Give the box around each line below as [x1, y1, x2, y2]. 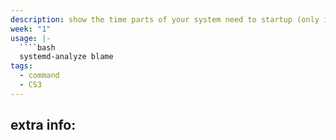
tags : [10, 61, 33, 71]
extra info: [10, 117, 77, 134]
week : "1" [10, 24, 52, 34]
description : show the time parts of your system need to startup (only [10, 14, 320, 25]
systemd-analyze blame [19, 52, 114, 62]
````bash [19, 42, 56, 53]
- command [19, 71, 60, 81]
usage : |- [10, 33, 52, 43]
